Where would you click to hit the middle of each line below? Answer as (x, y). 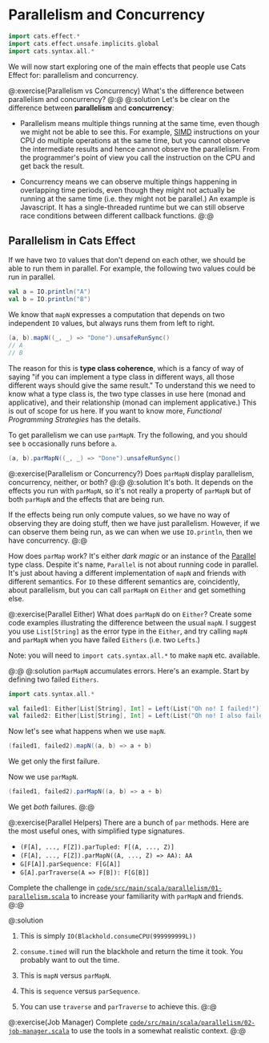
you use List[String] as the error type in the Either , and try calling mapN (128, 631)
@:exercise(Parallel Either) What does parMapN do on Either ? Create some (130, 614)
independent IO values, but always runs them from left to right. (111, 324)
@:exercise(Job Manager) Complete (68, 1022)
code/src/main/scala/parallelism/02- (192, 1023)
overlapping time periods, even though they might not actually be (127, 189)
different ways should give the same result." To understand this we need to (132, 385)
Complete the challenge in (52, 888)
